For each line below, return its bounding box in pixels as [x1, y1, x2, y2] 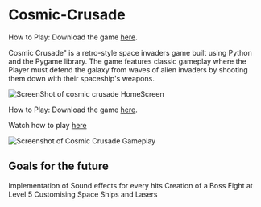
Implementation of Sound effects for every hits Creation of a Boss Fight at [8, 180, 254, 190]
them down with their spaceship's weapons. [8, 73, 155, 83]
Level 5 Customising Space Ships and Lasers [8, 189, 158, 199]
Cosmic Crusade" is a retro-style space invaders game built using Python [8, 48, 252, 57]
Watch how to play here [8, 120, 87, 130]
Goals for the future [8, 159, 109, 173]
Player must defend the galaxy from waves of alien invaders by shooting [8, 64, 248, 74]
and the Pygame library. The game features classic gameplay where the [8, 56, 247, 66]
